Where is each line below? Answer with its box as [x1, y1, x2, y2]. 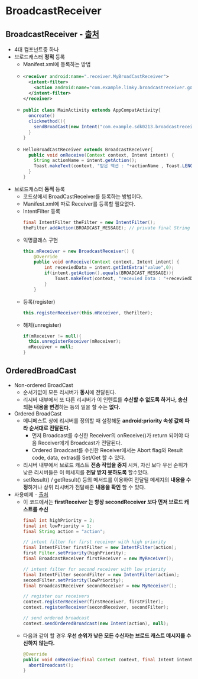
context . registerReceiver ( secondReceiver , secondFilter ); [22, 605, 169, 610]
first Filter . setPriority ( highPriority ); [22, 550, 126, 556]
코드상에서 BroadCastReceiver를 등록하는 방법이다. [22, 193, 143, 200]
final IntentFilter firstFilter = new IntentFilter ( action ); [22, 545, 177, 551]
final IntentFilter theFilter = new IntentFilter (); [22, 219, 156, 225]
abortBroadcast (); [28, 662, 74, 668]
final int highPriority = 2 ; [22, 517, 95, 524]
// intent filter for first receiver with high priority [22, 539, 167, 545]
